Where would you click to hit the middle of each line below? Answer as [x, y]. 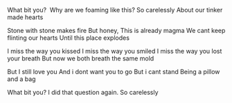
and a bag [21, 79]
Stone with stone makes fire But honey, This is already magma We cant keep [116, 31]
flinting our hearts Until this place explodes [69, 38]
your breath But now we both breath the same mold [81, 58]
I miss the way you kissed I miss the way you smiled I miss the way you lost [115, 51]
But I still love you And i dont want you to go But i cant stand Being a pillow [114, 72]
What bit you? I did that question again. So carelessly [83, 92]
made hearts [25, 17]
